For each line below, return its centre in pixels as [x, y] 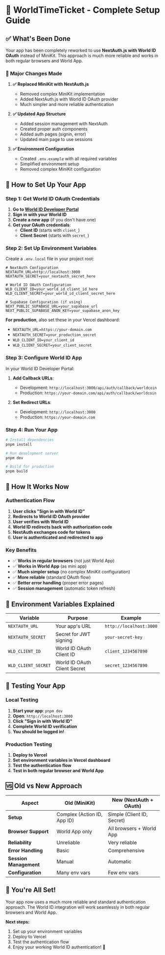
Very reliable [122, 843]
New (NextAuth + [133, 800]
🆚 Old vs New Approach [44, 786]
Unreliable [68, 843]
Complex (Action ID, [80, 814]
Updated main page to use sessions [56, 139]
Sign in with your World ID [40, 214]
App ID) [65, 820]
